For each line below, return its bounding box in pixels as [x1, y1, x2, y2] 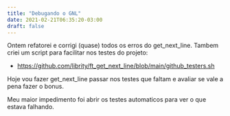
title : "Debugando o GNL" [7, 10, 81, 17]
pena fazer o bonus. [7, 83, 64, 91]
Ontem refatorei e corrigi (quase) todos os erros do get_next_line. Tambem [7, 42, 219, 50]
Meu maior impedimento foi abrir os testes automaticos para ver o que [7, 96, 207, 104]
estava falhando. [7, 103, 55, 111]
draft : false [7, 23, 45, 29]
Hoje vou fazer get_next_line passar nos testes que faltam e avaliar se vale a [7, 75, 224, 83]
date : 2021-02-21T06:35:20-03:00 [7, 16, 103, 23]
